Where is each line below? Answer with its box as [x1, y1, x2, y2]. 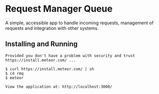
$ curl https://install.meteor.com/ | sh [5, 66, 94, 71]
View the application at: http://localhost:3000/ [5, 84, 113, 89]
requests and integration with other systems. [5, 25, 99, 31]
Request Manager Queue [5, 3, 113, 15]
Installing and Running [5, 40, 78, 49]
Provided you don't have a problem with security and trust [5, 53, 136, 58]
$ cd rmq [5, 71, 24, 76]
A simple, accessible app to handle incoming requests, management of [5, 20, 154, 26]
